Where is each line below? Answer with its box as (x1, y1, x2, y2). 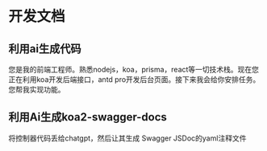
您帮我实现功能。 (8, 85, 65, 94)
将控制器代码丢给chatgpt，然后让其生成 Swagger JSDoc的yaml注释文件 (8, 133, 247, 143)
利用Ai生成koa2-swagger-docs (8, 110, 168, 124)
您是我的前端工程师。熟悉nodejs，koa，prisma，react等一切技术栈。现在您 (8, 65, 260, 74)
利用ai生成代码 (8, 42, 81, 55)
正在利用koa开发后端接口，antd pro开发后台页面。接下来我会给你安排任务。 (8, 75, 261, 84)
